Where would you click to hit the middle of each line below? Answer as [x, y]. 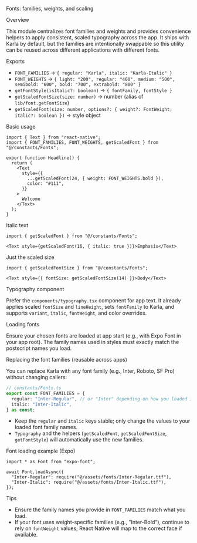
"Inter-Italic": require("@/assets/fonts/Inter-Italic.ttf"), [89, 483]
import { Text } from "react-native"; [53, 137]
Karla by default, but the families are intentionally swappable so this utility [95, 44]
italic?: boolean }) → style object [57, 115]
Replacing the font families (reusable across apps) [67, 360]
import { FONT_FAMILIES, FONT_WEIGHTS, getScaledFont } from [82, 143]
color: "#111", [46, 184]
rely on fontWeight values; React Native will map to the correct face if [98, 528]
